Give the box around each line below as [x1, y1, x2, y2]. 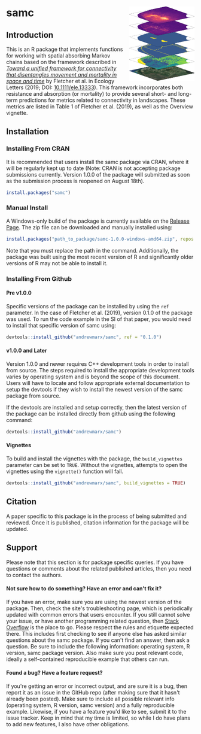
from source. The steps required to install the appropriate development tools [6, 366, 194, 374]
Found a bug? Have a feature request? [6, 669, 103, 677]
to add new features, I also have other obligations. [6, 720, 130, 727]
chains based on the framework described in [6, 59, 117, 65]
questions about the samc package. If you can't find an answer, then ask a [6, 636, 190, 644]
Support [6, 542, 38, 553]
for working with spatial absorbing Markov [6, 52, 111, 59]
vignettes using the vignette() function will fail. [6, 468, 124, 475]
